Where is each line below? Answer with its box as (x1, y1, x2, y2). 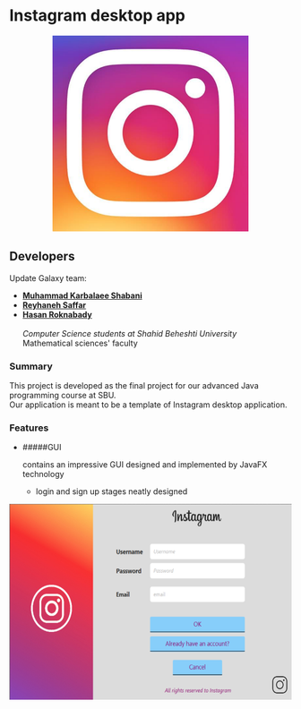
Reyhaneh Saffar (21, 299, 87, 310)
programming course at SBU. (9, 390, 116, 401)
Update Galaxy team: (9, 272, 87, 283)
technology (21, 469, 64, 480)
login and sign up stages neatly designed (35, 486, 188, 497)
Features (9, 422, 49, 434)
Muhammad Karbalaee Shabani (21, 290, 142, 301)
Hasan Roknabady (21, 309, 92, 320)
